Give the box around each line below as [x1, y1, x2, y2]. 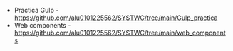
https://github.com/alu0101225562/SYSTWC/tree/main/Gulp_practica [14, 13, 218, 22]
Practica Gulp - [14, 6, 59, 14]
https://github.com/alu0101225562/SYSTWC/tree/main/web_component [14, 28, 226, 37]
